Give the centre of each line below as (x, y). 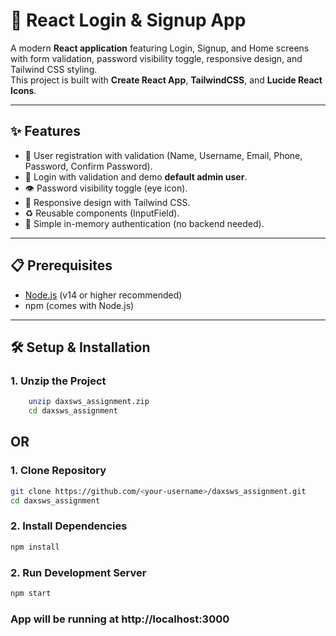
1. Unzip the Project (58, 381)
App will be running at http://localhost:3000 (120, 619)
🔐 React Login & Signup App (128, 20)
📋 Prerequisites (61, 265)
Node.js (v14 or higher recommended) (103, 295)
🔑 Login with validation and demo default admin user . (136, 176)
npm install (35, 547)
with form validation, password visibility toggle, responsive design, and (156, 58)
